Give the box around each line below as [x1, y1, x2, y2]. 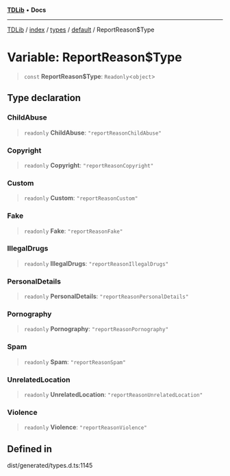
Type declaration [7, 92, 81, 104]
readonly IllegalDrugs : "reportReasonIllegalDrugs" [23, 259, 169, 267]
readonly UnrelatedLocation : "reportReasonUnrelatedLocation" [23, 391, 203, 398]
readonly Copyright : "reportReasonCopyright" [23, 161, 154, 169]
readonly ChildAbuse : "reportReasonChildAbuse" [23, 128, 162, 137]
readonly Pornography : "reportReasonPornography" [23, 325, 169, 333]
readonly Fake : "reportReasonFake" [23, 227, 123, 235]
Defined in [7, 443, 53, 455]
